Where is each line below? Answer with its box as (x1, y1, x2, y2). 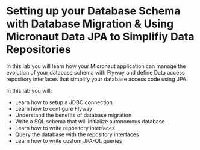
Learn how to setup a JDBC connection (14, 98, 113, 106)
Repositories (6, 43, 71, 57)
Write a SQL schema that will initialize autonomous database (14, 117, 165, 125)
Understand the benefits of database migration (14, 111, 132, 119)
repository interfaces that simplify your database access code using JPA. (6, 75, 188, 83)
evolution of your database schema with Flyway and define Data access (6, 69, 185, 76)
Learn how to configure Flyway (14, 105, 92, 112)
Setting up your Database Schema (6, 4, 181, 18)
